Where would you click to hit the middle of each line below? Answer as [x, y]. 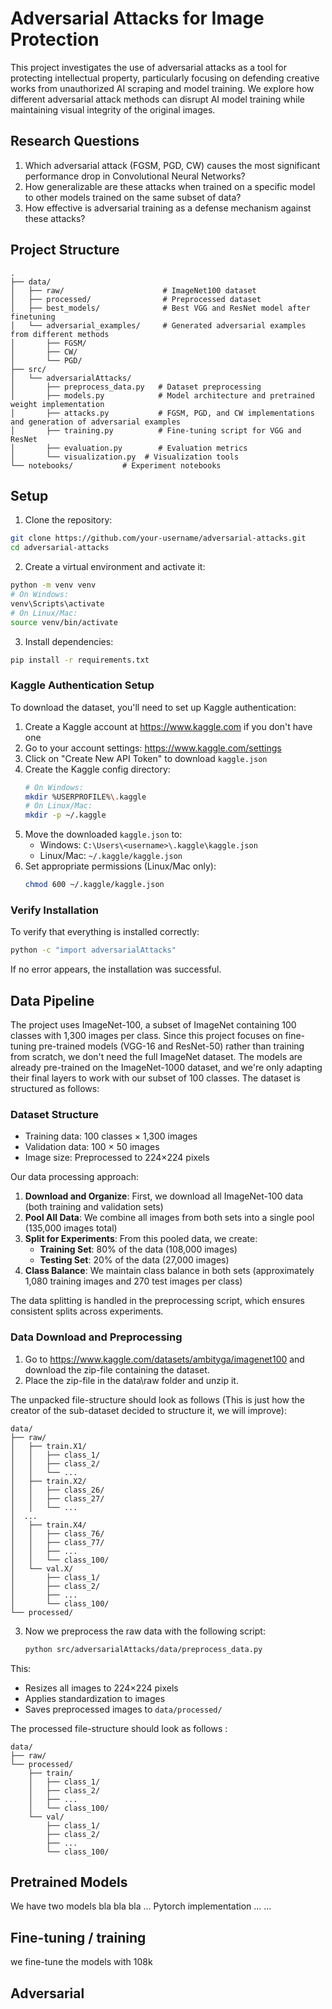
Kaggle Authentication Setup [82, 685]
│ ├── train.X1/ [48, 1446]
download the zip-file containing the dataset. [117, 1369]
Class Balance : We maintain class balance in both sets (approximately [169, 1271]
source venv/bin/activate [64, 622]
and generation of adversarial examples [96, 422]
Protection [55, 39]
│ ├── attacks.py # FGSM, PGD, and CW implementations [162, 413]
